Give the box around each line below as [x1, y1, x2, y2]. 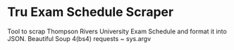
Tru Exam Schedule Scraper [7, 4, 174, 20]
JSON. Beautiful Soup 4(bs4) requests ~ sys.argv [7, 34, 152, 42]
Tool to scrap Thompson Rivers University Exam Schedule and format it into [7, 27, 227, 35]
